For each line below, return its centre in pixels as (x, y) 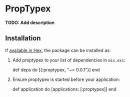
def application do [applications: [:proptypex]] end (64, 89)
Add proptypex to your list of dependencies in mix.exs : (69, 60)
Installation (23, 38)
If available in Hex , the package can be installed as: (58, 50)
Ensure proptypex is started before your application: (66, 79)
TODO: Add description (30, 22)
